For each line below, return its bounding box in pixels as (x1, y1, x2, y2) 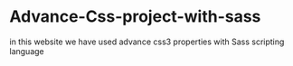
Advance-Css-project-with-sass (9, 6, 261, 27)
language (9, 45, 44, 56)
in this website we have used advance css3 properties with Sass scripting (9, 36, 285, 47)
